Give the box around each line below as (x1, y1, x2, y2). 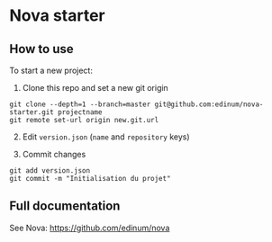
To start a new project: (9, 65, 93, 76)
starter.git (9, 108, 54, 117)
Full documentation (9, 199, 121, 214)
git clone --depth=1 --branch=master (9, 100, 151, 109)
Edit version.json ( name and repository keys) (22, 131, 191, 142)
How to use (9, 41, 74, 57)
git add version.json (9, 166, 91, 175)
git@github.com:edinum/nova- (154, 100, 264, 109)
